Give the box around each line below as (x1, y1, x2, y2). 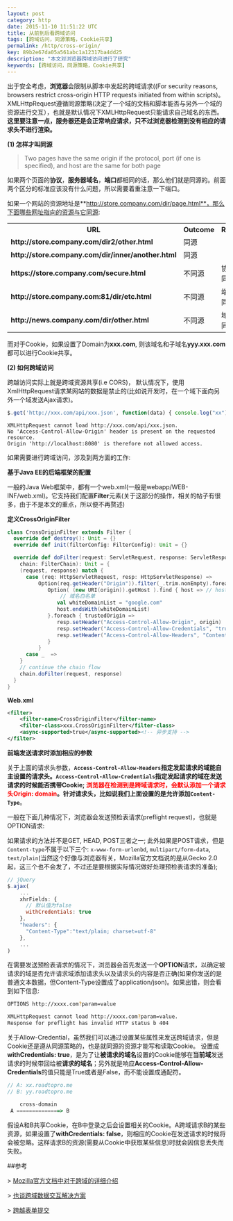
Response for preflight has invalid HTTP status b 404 (7, 1019, 169, 1027)
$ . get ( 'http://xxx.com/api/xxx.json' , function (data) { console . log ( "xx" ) (7, 409, 228, 416)
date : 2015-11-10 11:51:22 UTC (7, 23, 98, 30)
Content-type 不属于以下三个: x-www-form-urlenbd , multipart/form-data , (7, 845, 211, 853)
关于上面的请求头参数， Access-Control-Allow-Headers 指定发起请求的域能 (7, 763, 216, 771)
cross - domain (19, 1101, 58, 1108)
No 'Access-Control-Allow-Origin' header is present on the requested (7, 428, 216, 435)
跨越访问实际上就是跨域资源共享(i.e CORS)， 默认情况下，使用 (7, 378, 185, 386)
